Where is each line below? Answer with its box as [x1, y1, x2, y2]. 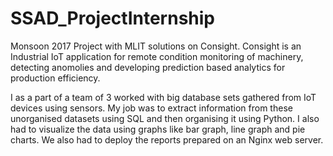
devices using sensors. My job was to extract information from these [10, 102, 293, 114]
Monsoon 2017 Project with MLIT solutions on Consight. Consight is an [10, 40, 302, 52]
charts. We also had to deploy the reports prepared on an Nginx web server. [10, 133, 324, 146]
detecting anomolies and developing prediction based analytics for [10, 61, 286, 73]
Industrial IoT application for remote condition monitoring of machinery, [10, 50, 304, 62]
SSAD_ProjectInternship [10, 7, 215, 30]
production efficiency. [10, 72, 101, 84]
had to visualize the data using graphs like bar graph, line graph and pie [10, 123, 306, 135]
